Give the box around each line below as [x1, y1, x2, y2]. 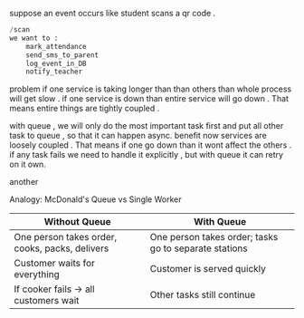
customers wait [14, 294, 80, 307]
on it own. [9, 159, 47, 170]
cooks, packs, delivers [14, 242, 109, 255]
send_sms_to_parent [25, 50, 100, 60]
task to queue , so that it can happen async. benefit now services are [9, 130, 267, 141]
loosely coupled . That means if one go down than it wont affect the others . [9, 140, 292, 150]
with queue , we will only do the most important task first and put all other [9, 120, 284, 131]
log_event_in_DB [25, 59, 88, 68]
